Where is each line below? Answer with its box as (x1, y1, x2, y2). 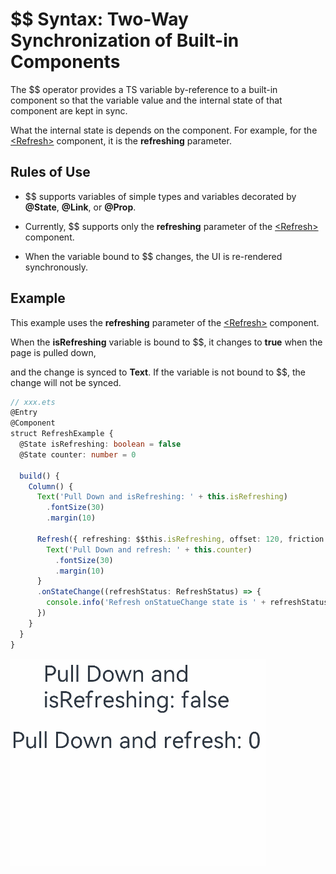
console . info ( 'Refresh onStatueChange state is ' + (46, 598, 267, 608)
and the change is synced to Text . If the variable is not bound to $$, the (10, 366, 307, 378)
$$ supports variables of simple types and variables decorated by (24, 190, 297, 202)
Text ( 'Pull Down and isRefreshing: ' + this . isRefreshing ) (36, 492, 288, 502)
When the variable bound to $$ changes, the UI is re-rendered (24, 250, 283, 262)
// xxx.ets (10, 397, 56, 407)
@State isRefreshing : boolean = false (19, 439, 182, 450)
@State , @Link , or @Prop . (24, 201, 137, 213)
